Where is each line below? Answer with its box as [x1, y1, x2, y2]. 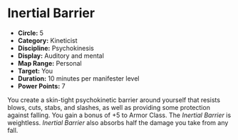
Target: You [17, 66, 53, 75]
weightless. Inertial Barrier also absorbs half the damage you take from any [7, 118, 229, 126]
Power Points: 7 [17, 81, 66, 90]
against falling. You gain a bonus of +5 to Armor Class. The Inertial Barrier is [7, 111, 232, 119]
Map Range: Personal [17, 59, 82, 67]
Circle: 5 [17, 29, 44, 37]
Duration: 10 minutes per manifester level [17, 74, 140, 83]
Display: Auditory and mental [17, 51, 105, 60]
